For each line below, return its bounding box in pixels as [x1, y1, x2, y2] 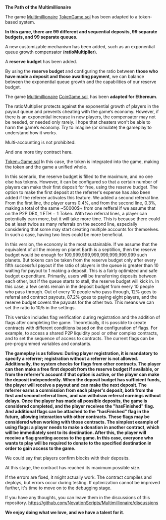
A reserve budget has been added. [5, 59, 78, 64]
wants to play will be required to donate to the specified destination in [5, 440, 152, 446]
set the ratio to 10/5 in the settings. [5, 305, 76, 310]
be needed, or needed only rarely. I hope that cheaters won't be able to [5, 119, 151, 125]
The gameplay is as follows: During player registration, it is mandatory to [5, 350, 158, 356]
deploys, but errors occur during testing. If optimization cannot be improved [5, 480, 160, 485]
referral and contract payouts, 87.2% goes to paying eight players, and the [5, 294, 157, 300]
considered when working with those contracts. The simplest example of [5, 419, 159, 425]
